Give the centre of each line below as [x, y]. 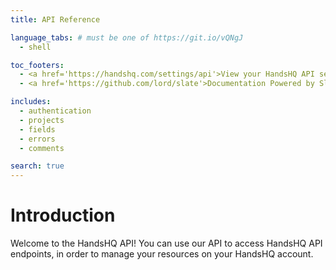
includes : [31, 102]
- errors [37, 139]
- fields [37, 129]
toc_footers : [37, 65]
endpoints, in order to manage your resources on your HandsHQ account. [162, 254]
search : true [37, 166]
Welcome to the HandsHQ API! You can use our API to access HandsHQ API [166, 243]
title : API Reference [55, 19]
